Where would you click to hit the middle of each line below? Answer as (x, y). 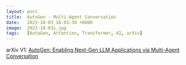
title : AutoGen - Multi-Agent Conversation (61, 17)
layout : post (22, 11)
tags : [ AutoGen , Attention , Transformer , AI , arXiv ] (74, 33)
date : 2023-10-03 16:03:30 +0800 (49, 22)
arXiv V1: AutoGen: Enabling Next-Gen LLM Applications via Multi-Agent (93, 50)
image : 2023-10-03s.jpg (36, 28)
